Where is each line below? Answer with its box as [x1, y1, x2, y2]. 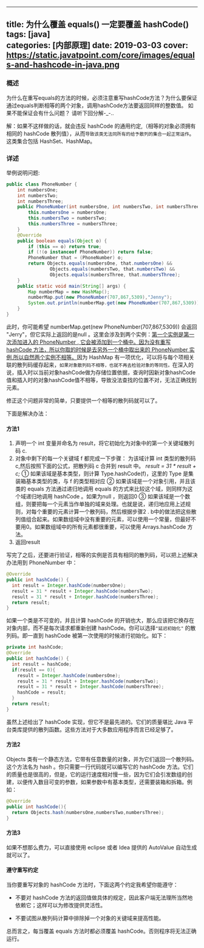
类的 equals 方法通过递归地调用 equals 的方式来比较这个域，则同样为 [15, 485, 188, 493]
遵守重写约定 [6, 866, 38, 874]
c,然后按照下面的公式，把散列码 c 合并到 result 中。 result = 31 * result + [15, 462, 197, 470]
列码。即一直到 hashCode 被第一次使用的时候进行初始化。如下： [6, 632, 168, 640]
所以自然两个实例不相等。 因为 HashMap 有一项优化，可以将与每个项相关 [13, 354, 194, 361]
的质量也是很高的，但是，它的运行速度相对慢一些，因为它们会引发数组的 [6, 771, 187, 778]
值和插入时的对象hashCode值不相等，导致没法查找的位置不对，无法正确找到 [6, 376, 197, 383]
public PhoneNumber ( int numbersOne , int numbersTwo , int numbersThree [17, 204, 200, 210]
